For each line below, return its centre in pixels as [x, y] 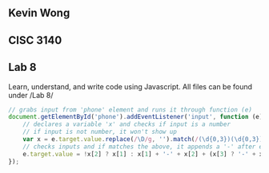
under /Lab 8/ [31, 95]
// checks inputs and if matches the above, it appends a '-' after [139, 147]
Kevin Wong [39, 13]
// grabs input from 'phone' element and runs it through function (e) [130, 110]
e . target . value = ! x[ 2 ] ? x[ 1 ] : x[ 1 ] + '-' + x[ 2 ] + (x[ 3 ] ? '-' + [139, 154]
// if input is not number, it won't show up [100, 132]
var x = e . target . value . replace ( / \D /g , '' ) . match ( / [110, 140]
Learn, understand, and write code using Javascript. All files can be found [130, 86]
